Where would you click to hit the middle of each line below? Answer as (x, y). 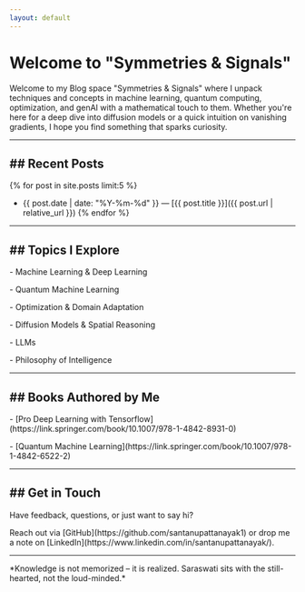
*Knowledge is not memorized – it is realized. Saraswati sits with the (138, 568)
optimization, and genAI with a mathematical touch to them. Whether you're (151, 107)
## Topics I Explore (64, 250)
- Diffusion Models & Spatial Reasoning (83, 325)
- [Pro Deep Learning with (58, 419)
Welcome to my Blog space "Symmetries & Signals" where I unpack (136, 88)
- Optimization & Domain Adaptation (77, 307)
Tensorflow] (131, 419)
